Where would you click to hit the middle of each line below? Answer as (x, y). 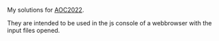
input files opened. (34, 30)
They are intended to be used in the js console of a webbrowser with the (109, 23)
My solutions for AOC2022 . (46, 10)
